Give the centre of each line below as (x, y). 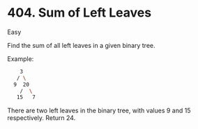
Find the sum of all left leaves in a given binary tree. (81, 45)
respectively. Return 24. (41, 118)
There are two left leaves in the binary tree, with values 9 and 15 (99, 111)
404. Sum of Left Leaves (79, 13)
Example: (21, 59)
